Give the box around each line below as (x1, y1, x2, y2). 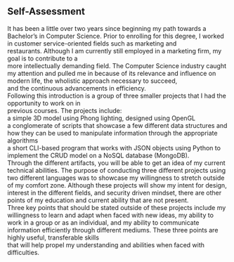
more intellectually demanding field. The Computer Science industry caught (7, 61, 227, 70)
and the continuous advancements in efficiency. (7, 84, 146, 92)
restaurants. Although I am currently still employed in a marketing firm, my (7, 46, 222, 55)
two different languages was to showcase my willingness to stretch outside (7, 173, 225, 182)
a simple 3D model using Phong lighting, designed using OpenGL (7, 114, 195, 122)
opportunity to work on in (7, 98, 81, 107)
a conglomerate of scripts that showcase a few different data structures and (7, 121, 228, 129)
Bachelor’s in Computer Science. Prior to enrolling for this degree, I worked (7, 32, 225, 40)
